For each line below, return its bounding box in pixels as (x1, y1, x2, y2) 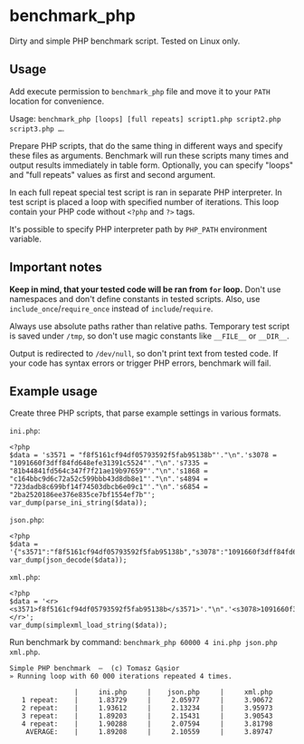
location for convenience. (9, 95, 105, 106)
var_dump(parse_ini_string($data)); (9, 498, 147, 508)
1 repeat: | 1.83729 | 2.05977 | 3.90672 (21, 696, 273, 705)
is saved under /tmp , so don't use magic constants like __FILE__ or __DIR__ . (9, 330, 290, 341)
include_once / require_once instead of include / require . (9, 303, 214, 314)
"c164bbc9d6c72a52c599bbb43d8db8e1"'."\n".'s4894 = (9, 475, 208, 484)
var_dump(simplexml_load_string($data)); (9, 621, 168, 631)
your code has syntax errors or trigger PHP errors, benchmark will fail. (9, 357, 271, 368)
